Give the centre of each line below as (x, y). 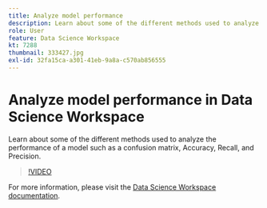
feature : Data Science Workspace (64, 38)
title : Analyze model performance (66, 16)
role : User (26, 30)
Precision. (25, 156)
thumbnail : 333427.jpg (46, 53)
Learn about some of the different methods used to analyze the (113, 139)
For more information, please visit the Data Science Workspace (112, 187)
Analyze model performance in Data (131, 100)
